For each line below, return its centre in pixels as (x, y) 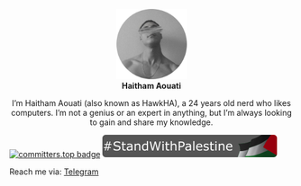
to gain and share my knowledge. (151, 122)
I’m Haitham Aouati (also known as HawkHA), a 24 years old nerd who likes (151, 103)
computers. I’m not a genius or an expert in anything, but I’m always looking (151, 113)
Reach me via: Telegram (54, 172)
